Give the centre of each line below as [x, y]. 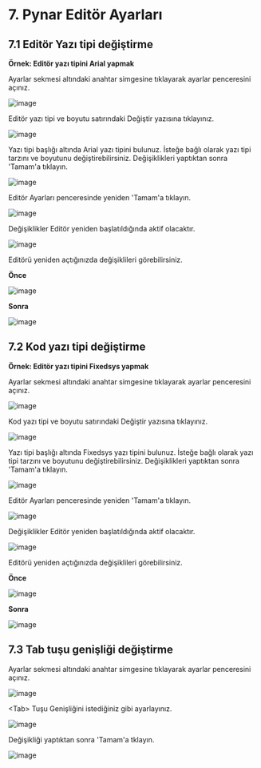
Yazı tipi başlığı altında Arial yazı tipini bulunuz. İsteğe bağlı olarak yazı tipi [130, 149]
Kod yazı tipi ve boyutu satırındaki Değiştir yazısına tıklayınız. [108, 421]
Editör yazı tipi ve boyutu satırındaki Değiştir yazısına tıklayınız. [111, 119]
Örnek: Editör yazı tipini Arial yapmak [71, 63]
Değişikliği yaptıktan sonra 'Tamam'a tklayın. [81, 739]
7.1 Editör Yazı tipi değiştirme [81, 44]
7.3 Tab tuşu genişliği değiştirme [91, 650]
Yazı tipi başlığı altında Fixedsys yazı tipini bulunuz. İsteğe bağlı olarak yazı [131, 452]
